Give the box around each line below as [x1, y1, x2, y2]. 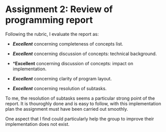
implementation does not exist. [5, 121, 70, 127]
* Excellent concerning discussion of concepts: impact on [12, 60, 134, 66]
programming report [5, 14, 93, 26]
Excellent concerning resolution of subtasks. [12, 85, 107, 92]
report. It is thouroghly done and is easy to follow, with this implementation [5, 100, 161, 107]
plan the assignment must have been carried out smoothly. [5, 106, 128, 112]
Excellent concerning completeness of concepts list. [12, 40, 123, 47]
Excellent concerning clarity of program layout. [12, 75, 112, 81]
